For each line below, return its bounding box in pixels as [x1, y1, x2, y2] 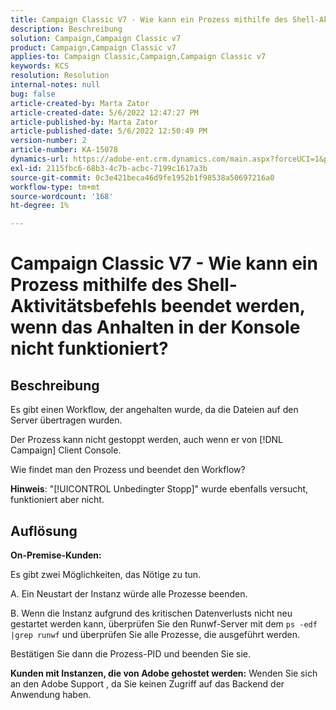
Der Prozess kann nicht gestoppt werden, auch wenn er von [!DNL [10, 434, 284, 446]
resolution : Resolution [10, 71, 110, 81]
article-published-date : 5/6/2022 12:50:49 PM [10, 126, 208, 136]
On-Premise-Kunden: [10, 549, 102, 561]
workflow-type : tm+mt [10, 182, 101, 192]
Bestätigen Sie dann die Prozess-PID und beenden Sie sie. [10, 647, 252, 660]
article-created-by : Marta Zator [10, 98, 150, 108]
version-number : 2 [10, 136, 87, 146]
